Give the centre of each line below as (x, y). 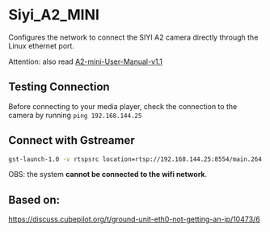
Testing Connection (59, 87)
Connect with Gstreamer (72, 140)
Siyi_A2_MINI (54, 15)
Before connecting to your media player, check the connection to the (123, 106)
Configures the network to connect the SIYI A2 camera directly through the (133, 37)
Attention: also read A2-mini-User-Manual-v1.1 (86, 61)
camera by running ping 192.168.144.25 (75, 115)
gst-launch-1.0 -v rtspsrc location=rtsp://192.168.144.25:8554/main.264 (135, 159)
